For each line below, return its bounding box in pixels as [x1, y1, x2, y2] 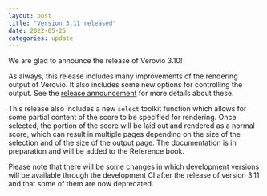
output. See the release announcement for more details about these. [8, 89, 234, 98]
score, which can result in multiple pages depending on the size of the [8, 130, 241, 139]
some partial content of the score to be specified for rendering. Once [8, 113, 237, 122]
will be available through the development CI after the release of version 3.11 [8, 170, 260, 180]
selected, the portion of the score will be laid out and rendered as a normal [8, 121, 255, 130]
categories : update [8, 34, 74, 42]
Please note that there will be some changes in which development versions [8, 162, 260, 172]
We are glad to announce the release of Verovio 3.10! [8, 56, 183, 66]
